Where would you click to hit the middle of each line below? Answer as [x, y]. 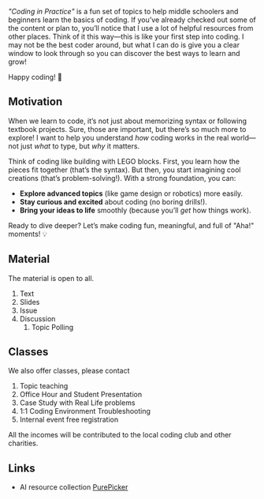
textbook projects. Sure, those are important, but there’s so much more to [127, 129]
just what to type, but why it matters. [80, 146]
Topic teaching [44, 386]
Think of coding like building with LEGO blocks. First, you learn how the [124, 161]
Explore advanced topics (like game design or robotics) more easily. [131, 193]
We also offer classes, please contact [69, 371]
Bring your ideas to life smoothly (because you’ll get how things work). [135, 210]
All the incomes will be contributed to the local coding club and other [120, 435]
